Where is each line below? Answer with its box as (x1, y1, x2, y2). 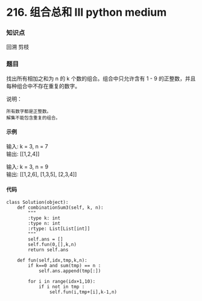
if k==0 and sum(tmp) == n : (28, 263, 101, 269)
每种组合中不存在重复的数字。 (6, 82, 80, 89)
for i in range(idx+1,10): (28, 279, 96, 285)
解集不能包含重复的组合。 (6, 115, 60, 121)
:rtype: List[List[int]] (28, 226, 90, 232)
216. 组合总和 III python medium (6, 5, 167, 19)
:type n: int (28, 221, 61, 227)
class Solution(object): (6, 200, 69, 206)
